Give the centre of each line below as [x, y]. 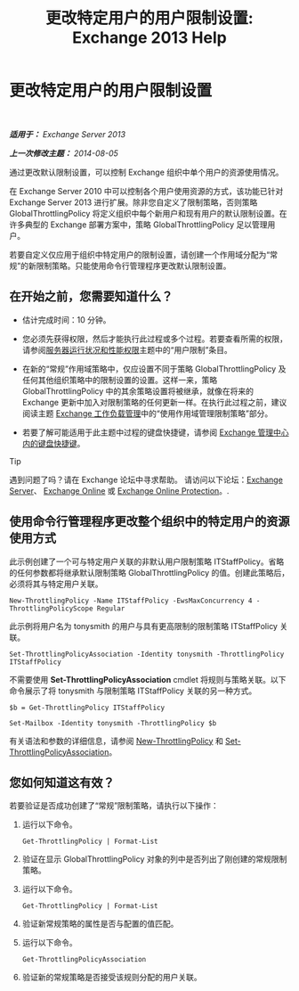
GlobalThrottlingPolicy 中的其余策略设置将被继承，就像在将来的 [138, 391]
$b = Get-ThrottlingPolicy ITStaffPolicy [87, 708]
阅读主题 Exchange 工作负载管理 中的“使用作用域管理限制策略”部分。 [147, 413]
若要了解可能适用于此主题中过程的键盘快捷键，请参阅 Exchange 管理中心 [155, 432]
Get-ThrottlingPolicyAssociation [84, 960]
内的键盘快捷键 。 [53, 443]
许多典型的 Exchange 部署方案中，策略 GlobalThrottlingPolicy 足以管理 [139, 225]
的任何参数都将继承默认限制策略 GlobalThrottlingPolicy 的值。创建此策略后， [149, 572]
